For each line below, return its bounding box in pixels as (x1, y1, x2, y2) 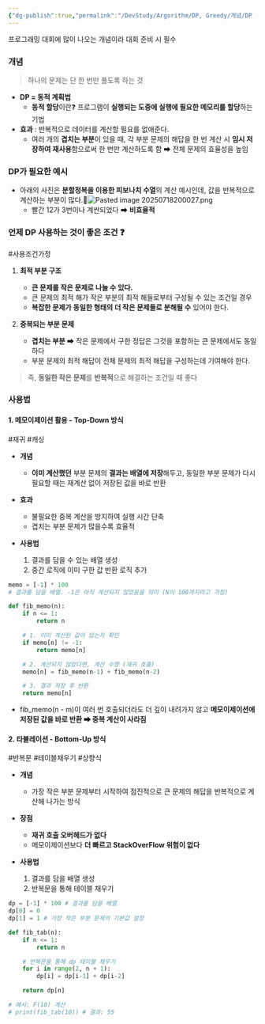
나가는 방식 (46, 797, 80, 806)
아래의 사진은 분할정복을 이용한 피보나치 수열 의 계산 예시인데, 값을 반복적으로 (19, 185, 255, 195)
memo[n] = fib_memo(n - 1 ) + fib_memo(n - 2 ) (22, 668, 160, 676)
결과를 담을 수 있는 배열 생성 (31, 555, 118, 564)
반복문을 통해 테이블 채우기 (31, 884, 114, 893)
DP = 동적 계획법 (19, 92, 71, 101)
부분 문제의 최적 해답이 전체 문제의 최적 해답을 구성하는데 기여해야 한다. (31, 355, 251, 365)
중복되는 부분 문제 (19, 319, 75, 328)
